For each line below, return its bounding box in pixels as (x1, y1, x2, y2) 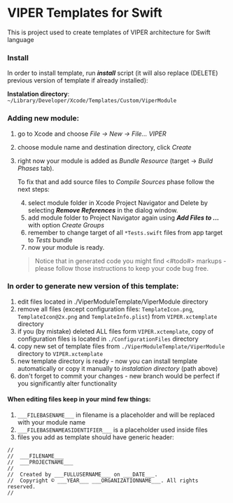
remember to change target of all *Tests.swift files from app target (27, 228, 223, 236)
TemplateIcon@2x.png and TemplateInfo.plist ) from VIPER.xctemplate (17, 312, 218, 320)
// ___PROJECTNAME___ (7, 459, 73, 466)
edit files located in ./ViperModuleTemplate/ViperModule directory (17, 297, 209, 306)
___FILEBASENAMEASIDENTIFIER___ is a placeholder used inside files (17, 425, 208, 434)
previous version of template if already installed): (7, 76, 148, 85)
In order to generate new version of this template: (7, 281, 179, 291)
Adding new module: (7, 113, 79, 123)
